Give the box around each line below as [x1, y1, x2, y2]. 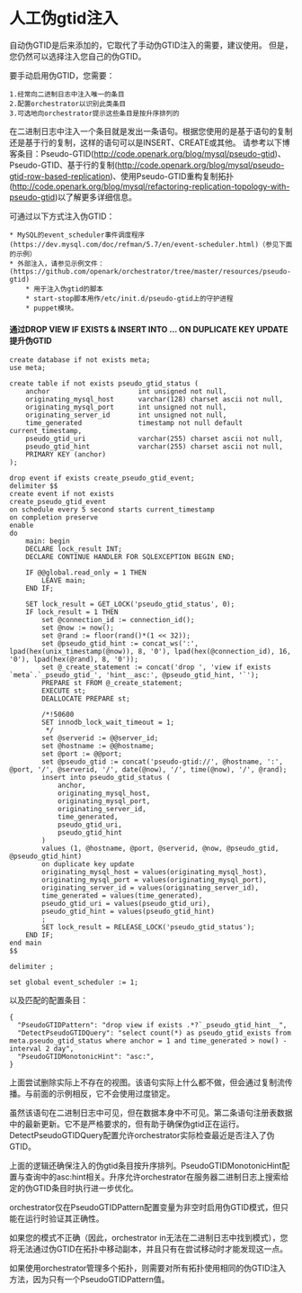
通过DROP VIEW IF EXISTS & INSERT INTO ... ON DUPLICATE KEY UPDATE [9, 323, 289, 334]
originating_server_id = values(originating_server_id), [41, 883, 259, 892]
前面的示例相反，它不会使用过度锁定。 [32, 1089, 175, 1099]
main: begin [25, 537, 70, 546]
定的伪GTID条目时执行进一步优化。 [9, 1183, 138, 1194]
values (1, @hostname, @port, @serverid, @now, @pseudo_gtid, [41, 844, 280, 854]
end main [9, 938, 42, 948]
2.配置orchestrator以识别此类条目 [9, 99, 127, 108]
